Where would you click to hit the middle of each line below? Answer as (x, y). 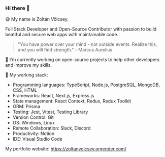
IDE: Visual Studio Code (37, 139)
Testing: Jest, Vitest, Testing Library (50, 112)
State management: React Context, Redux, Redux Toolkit (72, 101)
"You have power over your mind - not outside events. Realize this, (87, 44)
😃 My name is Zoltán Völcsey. (37, 19)
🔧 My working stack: (27, 75)
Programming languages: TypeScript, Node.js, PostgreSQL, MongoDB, (86, 85)
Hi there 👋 (18, 8)
